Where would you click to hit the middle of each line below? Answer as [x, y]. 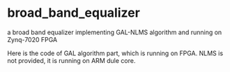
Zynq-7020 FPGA [32, 39]
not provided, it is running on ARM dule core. [71, 60]
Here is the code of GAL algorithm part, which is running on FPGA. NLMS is [115, 53]
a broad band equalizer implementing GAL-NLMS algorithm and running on [115, 32]
